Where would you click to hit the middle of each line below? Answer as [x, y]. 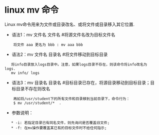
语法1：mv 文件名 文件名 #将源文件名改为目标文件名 [63, 34]
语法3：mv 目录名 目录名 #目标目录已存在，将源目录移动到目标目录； [81, 83]
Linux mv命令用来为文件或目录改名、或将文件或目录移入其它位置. [70, 24]
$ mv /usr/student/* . [37, 103]
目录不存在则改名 [33, 88]
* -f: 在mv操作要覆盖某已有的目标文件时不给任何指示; [59, 128]
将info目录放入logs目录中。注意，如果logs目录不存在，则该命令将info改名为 [79, 64]
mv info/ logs [25, 73]
